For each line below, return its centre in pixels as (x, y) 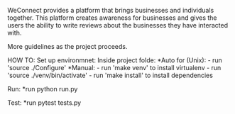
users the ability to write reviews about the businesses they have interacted (118, 25)
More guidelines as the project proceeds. (67, 46)
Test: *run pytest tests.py (44, 103)
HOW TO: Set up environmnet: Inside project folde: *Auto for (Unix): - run (115, 60)
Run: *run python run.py (43, 89)
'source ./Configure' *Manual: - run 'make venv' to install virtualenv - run (114, 68)
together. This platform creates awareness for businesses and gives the (113, 18)
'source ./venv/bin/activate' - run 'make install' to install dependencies (110, 75)
